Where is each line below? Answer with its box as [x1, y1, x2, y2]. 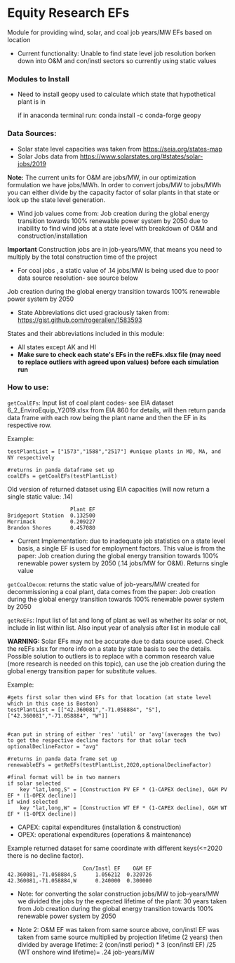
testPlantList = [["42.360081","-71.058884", [7, 706, 142, 713]
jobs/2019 [17, 159, 47, 168]
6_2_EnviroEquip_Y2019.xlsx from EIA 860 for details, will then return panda [7, 405, 226, 415]
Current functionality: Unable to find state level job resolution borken [17, 49, 216, 58]
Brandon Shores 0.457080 [7, 524, 96, 531]
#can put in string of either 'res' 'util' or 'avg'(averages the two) [7, 731, 221, 738]
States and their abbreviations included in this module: [7, 329, 165, 337]
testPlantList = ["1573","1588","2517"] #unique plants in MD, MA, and [7, 447, 221, 455]
